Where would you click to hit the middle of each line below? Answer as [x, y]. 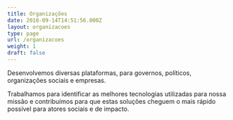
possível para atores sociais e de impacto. [68, 109]
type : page [23, 33]
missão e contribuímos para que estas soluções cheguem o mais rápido [112, 101]
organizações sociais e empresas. [57, 80]
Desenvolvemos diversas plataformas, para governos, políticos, [100, 73]
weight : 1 [22, 46]
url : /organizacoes [36, 40]
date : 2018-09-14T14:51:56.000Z [55, 20]
